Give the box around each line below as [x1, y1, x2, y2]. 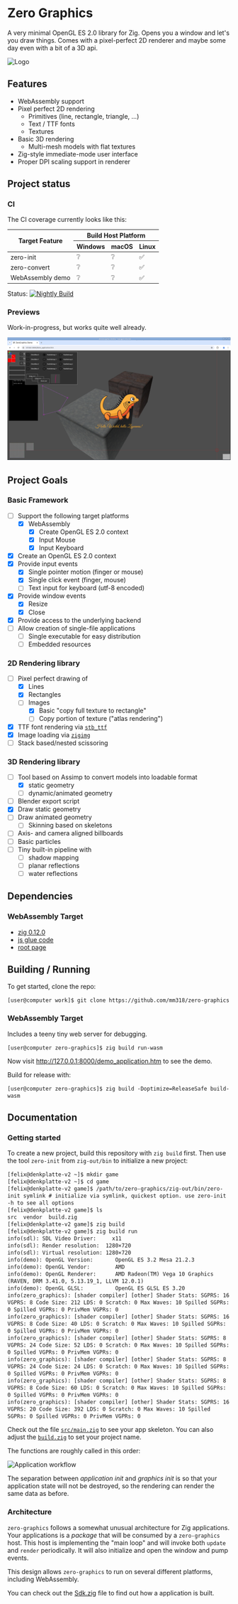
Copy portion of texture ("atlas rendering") [38, 715, 163, 723]
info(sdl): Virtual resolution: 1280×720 [7, 1249, 132, 1256]
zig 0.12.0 [17, 928, 46, 936]
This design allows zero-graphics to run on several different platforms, [7, 1567, 213, 1576]
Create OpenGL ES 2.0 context [38, 528, 129, 536]
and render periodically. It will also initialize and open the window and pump [7, 1546, 229, 1554]
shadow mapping [28, 853, 79, 862]
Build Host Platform [86, 231, 146, 240]
